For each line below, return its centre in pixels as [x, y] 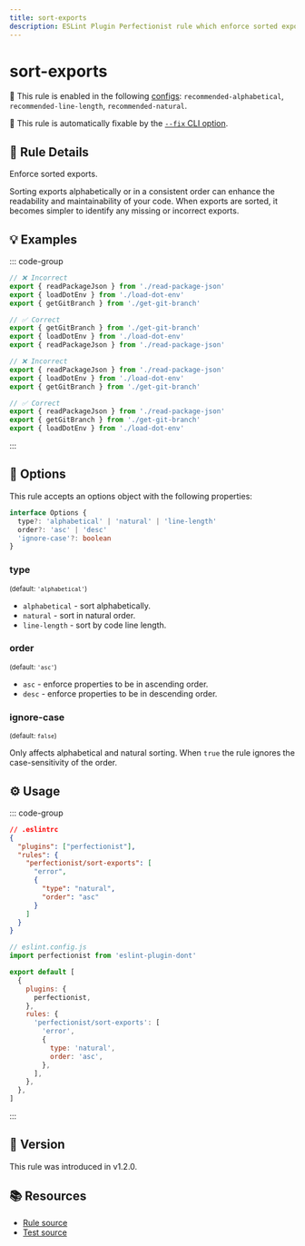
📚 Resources [48, 1197]
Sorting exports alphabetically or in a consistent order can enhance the [142, 192]
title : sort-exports [49, 18]
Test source [45, 1232]
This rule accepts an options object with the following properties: [131, 496]
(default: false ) [33, 737]
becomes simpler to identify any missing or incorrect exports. [124, 211]
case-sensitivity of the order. [64, 763]
